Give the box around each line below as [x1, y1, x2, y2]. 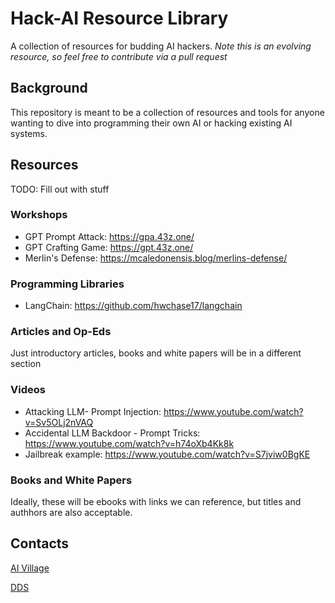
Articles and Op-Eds [10, 325, 112, 339]
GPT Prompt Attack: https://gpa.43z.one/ [24, 230, 195, 242]
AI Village [10, 562, 50, 574]
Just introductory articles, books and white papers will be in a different [10, 347, 302, 359]
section [10, 358, 42, 370]
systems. [10, 127, 48, 139]
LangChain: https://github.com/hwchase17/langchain [24, 300, 243, 312]
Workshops [10, 208, 68, 222]
